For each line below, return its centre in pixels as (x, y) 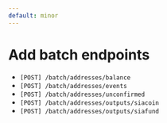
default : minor (33, 15)
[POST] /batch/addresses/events (73, 86)
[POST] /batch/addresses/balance (75, 77)
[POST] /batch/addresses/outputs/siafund (89, 111)
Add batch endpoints (79, 54)
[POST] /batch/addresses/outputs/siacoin (89, 103)
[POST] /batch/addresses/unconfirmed (82, 94)
